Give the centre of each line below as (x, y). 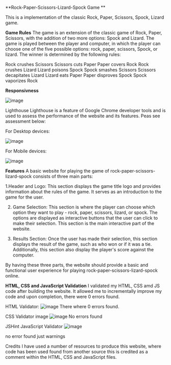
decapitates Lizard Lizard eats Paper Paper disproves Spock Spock (76, 75)
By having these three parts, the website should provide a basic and (77, 265)
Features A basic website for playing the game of (57, 171)
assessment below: (26, 121)
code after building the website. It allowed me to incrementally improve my (84, 291)
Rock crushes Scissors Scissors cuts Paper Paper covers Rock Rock (77, 64)
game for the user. (25, 197)
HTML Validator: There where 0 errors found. (62, 306)
